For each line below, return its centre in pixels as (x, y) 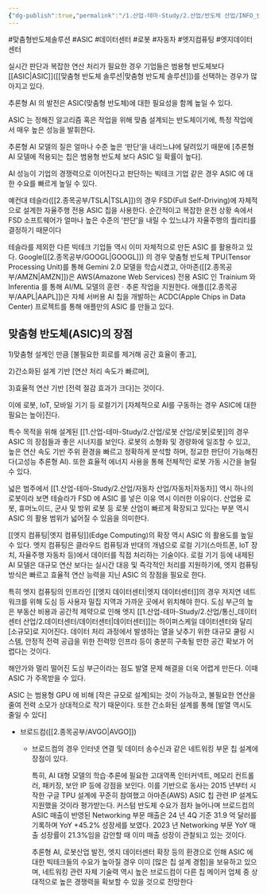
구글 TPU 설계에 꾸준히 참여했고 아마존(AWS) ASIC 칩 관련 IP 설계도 (152, 795)
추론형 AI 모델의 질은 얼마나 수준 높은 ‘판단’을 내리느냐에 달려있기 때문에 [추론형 (131, 146)
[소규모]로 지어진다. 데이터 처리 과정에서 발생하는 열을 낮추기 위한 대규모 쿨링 (127, 632)
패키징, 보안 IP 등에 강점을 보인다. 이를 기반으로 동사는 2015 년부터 (145, 786)
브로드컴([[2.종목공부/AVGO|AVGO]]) (78, 732)
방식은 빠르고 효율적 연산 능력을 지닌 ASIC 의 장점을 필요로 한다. (107, 575)
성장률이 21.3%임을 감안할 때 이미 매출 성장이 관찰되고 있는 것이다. (143, 835)
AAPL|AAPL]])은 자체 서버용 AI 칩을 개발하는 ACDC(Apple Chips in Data (132, 296)
